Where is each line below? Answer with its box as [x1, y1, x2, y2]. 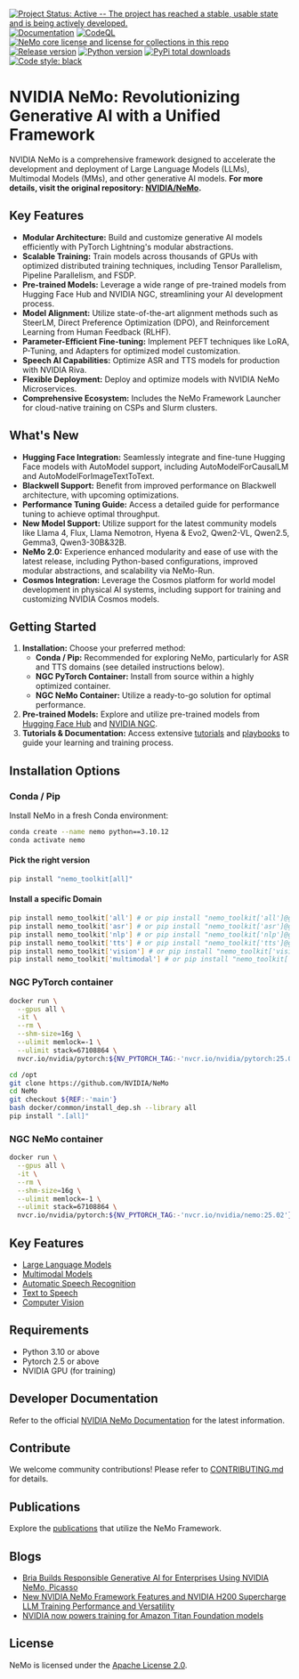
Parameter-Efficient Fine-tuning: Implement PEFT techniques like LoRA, [21, 336, 290, 346]
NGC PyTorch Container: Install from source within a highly [35, 671, 255, 682]
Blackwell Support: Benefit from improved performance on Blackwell [21, 480, 277, 491]
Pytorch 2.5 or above [21, 1356, 100, 1367]
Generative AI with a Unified [9, 106, 221, 126]
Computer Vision [21, 1297, 85, 1308]
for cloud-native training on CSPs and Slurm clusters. [21, 401, 218, 413]
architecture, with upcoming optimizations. [21, 490, 180, 500]
